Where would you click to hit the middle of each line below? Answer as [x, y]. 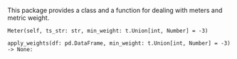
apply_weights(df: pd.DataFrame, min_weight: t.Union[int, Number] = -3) [119, 43]
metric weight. [28, 18]
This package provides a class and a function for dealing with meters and [115, 10]
